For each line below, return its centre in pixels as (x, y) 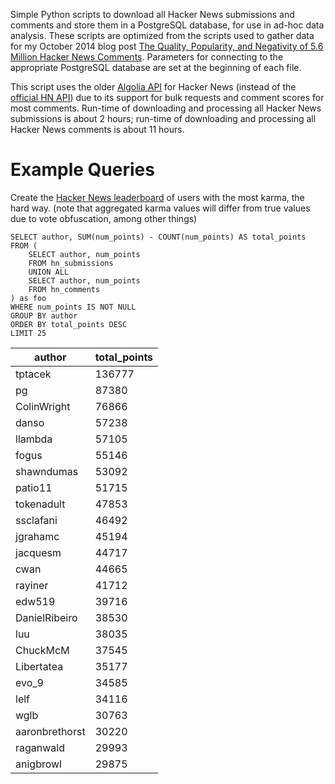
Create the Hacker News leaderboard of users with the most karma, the (157, 197)
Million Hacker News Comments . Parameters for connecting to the (147, 57)
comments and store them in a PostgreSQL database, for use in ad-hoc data (167, 25)
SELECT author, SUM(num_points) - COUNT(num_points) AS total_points (158, 237)
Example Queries (82, 170)
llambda (34, 439)
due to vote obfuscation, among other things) (104, 218)
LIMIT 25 (28, 333)
